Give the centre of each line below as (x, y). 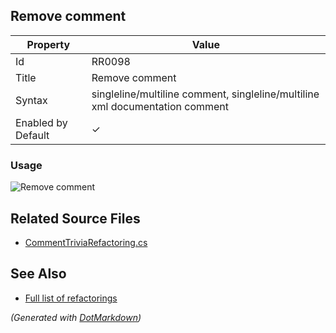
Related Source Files (75, 218)
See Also (38, 274)
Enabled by (41, 122)
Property (48, 44)
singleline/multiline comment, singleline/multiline (205, 94)
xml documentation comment (160, 106)
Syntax (31, 100)
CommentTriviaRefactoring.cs (86, 242)
